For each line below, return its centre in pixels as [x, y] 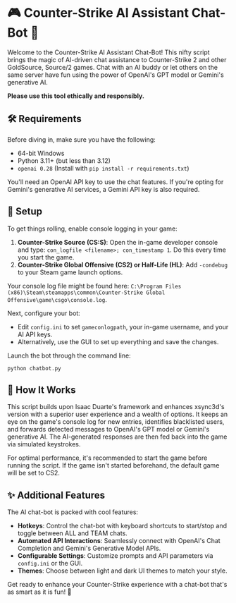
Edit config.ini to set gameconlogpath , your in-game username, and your [123, 327]
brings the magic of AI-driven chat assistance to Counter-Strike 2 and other [117, 59]
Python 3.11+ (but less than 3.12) [64, 160]
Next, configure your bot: [44, 313]
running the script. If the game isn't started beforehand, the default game [113, 465]
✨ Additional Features [56, 495]
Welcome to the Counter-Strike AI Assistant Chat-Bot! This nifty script [108, 52]
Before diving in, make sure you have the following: [82, 139]
